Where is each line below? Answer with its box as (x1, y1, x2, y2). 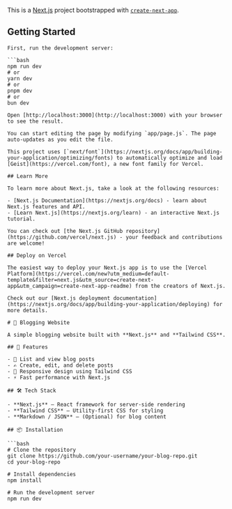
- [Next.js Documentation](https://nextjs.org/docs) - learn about (7, 197, 208, 204)
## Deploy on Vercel (7, 252, 68, 259)
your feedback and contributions (125, 234, 223, 241)
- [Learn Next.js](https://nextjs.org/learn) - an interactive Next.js (7, 209, 219, 216)
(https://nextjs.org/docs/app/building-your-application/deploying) (7, 301, 210, 307)
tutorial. (7, 215, 36, 222)
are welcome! (7, 240, 45, 247)
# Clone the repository (7, 446, 77, 453)
